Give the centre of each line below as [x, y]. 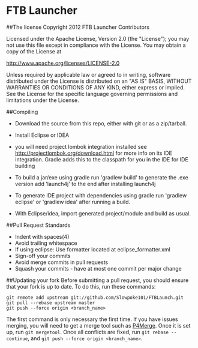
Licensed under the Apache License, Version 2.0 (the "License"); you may [98, 38]
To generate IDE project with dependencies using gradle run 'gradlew [101, 195]
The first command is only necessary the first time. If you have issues [92, 319]
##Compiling [22, 112]
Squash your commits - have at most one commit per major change [98, 268]
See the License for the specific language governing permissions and [92, 94]
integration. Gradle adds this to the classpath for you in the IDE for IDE [102, 159]
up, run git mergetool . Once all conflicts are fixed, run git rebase [88, 332]
